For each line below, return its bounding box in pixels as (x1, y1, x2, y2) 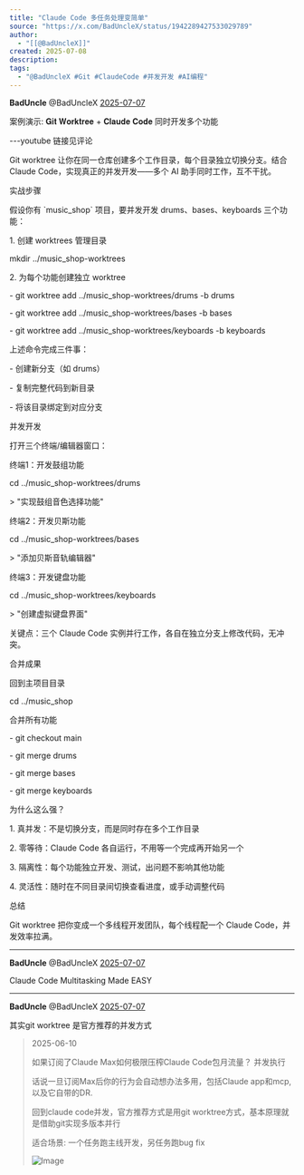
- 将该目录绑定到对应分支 (9, 401, 103, 413)
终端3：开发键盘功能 (9, 571, 86, 582)
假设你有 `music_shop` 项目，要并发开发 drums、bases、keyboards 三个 (9, 204, 280, 215)
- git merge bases (9, 767, 76, 778)
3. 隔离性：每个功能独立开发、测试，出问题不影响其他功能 (9, 861, 225, 872)
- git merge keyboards (9, 785, 93, 796)
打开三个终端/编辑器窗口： (9, 440, 109, 451)
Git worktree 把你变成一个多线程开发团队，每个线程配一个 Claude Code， (9, 919, 283, 930)
